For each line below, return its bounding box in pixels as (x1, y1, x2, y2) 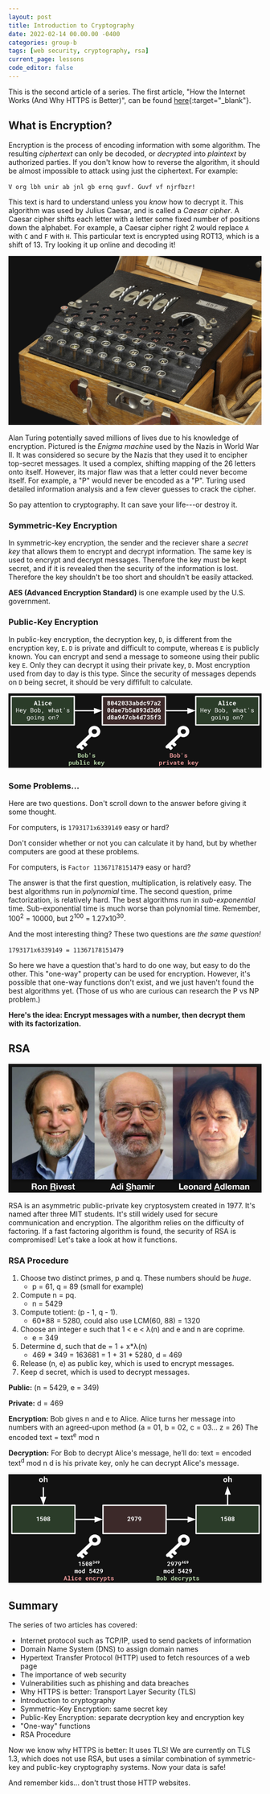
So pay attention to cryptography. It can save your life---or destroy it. (8, 500, 238, 509)
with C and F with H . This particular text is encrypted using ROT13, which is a (8, 231, 260, 241)
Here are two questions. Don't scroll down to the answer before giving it (8, 799, 247, 809)
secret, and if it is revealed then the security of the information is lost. (8, 564, 239, 574)
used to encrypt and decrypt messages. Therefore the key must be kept (8, 555, 247, 565)
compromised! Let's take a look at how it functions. (8, 1235, 178, 1245)
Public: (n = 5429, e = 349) (8, 1383, 100, 1393)
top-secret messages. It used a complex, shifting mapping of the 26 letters (8, 459, 256, 468)
